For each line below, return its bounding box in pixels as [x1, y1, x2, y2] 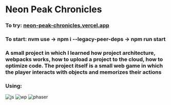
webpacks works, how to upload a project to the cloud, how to [5, 55, 163, 62]
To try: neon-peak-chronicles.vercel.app [5, 22, 109, 29]
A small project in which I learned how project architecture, [5, 49, 156, 56]
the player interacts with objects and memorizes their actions [5, 68, 162, 75]
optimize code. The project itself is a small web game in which [5, 62, 163, 69]
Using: [5, 82, 22, 89]
